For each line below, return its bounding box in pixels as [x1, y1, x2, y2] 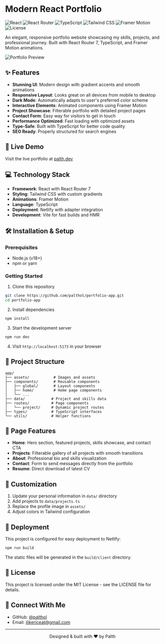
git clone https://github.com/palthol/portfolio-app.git [5, 293, 124, 298]
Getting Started [5, 272, 43, 279]
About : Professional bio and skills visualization [12, 455, 107, 462]
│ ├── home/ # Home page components [5, 387, 102, 393]
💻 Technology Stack [5, 170, 70, 179]
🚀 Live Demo [5, 143, 44, 151]
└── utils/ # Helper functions [5, 413, 91, 418]
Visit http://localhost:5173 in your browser [12, 343, 102, 349]
